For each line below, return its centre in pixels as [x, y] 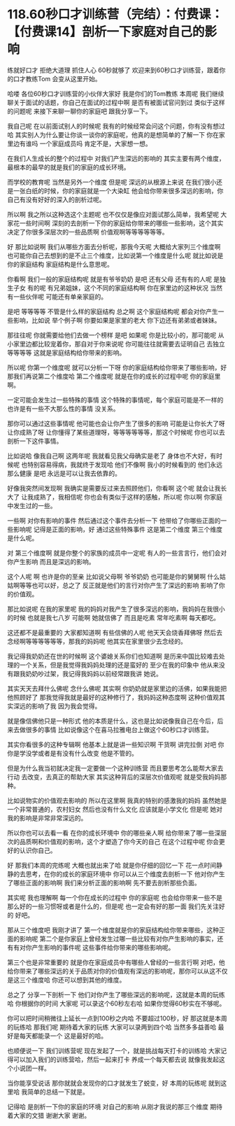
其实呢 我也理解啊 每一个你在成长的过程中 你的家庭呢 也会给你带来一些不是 [115, 897]
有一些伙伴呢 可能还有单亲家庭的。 [57, 296]
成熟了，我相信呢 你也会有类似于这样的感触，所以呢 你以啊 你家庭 [128, 497]
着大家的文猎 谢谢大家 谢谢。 [49, 1115]
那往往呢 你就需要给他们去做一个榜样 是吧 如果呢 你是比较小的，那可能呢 [112, 335]
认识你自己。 [38, 850]
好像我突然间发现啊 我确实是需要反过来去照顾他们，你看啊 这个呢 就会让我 [114, 488]
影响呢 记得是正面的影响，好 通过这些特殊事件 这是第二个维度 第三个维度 [117, 529]
